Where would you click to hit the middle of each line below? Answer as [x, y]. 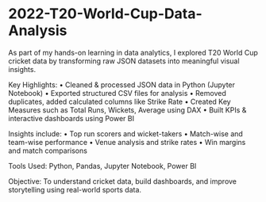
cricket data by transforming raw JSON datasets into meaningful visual [124, 61]
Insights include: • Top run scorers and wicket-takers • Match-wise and [126, 133]
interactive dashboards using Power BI [71, 118]
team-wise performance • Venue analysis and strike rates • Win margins [127, 142]
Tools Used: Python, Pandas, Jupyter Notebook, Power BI [102, 166]
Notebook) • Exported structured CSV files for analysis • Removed [117, 93]
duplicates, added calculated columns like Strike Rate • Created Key [120, 101]
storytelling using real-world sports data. [75, 189]
